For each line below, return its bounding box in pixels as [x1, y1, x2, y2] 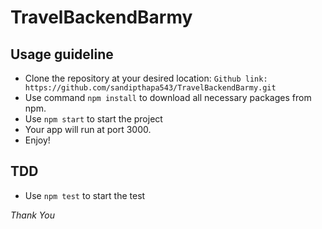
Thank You [10, 209, 55, 221]
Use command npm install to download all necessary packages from [24, 92, 312, 103]
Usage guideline [10, 46, 114, 63]
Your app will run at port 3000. [24, 124, 152, 135]
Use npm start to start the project [24, 113, 163, 125]
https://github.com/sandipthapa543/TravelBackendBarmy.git [24, 83, 277, 93]
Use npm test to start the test [24, 189, 146, 201]
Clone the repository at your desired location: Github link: [24, 72, 268, 84]
